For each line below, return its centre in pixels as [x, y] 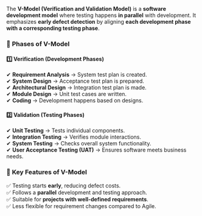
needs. [15, 156]
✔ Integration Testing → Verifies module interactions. [74, 137]
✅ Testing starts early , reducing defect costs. [64, 186]
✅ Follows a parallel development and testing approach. [77, 192]
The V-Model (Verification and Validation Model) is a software [86, 9]
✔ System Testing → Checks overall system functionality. [79, 144]
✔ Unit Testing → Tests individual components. [66, 131]
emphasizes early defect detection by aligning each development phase [99, 22]
